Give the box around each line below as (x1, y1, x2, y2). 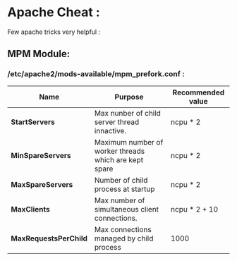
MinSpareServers (11, 150, 71, 160)
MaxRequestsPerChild (11, 233, 88, 243)
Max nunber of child (94, 108, 161, 118)
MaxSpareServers (11, 179, 73, 189)
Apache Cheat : (7, 4, 100, 20)
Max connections (94, 224, 152, 234)
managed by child (94, 233, 154, 243)
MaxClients (11, 204, 51, 214)
